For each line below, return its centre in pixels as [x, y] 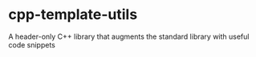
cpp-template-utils [73, 15]
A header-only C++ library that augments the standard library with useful [129, 36]
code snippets [32, 44]
